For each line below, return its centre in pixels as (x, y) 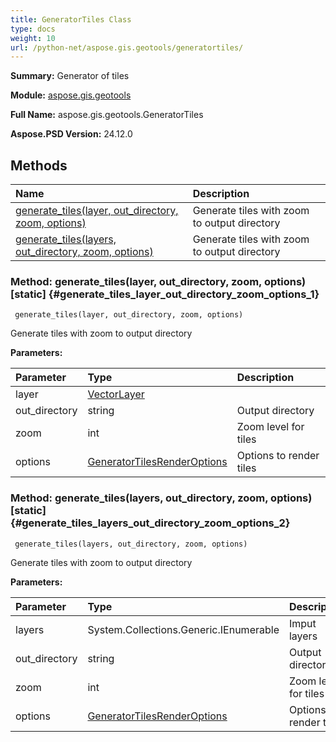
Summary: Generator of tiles (70, 76)
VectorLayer (116, 394)
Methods (39, 165)
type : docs (33, 29)
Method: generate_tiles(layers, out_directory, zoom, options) (161, 498)
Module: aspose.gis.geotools (71, 95)
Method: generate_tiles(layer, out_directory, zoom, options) (158, 281)
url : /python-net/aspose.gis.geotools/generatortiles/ (127, 47)
